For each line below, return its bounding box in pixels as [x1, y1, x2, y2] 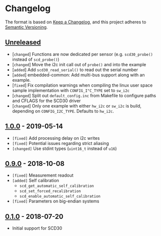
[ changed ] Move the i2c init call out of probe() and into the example [12, 61, 146, 67]
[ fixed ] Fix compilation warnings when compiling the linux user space [12, 82, 153, 88]
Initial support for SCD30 [12, 225, 62, 231]
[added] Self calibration [12, 178, 60, 183]
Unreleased [5, 38, 41, 47]
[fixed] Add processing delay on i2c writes [12, 135, 100, 141]
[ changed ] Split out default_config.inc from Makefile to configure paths [12, 92, 156, 98]
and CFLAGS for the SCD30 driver [12, 98, 81, 104]
